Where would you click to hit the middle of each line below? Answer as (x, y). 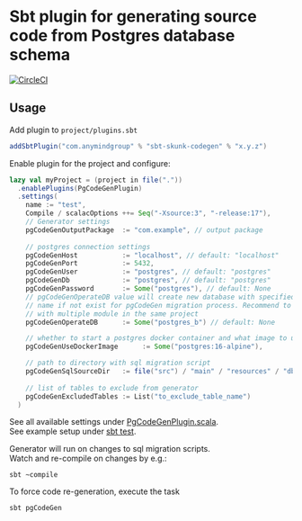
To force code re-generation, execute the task (94, 491)
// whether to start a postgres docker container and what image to (156, 338)
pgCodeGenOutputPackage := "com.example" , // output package (144, 230)
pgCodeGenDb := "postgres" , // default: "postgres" (148, 281)
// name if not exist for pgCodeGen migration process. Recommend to (159, 305)
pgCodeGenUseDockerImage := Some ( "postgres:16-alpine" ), (144, 347)
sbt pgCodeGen (36, 508)
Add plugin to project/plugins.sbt (73, 130)
